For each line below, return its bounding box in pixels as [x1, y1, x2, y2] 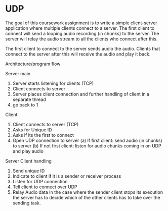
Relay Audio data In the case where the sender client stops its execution [12, 189, 163, 195]
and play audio [12, 148, 44, 154]
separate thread [12, 96, 47, 102]
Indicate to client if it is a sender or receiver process [12, 173, 121, 179]
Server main [5, 70, 31, 76]
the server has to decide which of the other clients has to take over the [12, 194, 160, 200]
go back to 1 [12, 101, 38, 108]
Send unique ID [12, 168, 45, 174]
